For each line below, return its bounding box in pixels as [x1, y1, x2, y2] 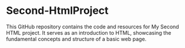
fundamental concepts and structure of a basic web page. [6, 35, 147, 42]
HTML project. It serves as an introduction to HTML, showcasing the [6, 29, 171, 36]
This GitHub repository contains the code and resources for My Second [6, 23, 179, 30]
